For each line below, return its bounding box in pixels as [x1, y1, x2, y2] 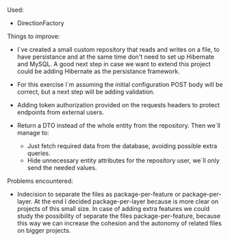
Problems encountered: [7, 177, 73, 185]
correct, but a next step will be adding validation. [16, 88, 155, 96]
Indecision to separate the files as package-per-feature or [16, 190, 181, 198]
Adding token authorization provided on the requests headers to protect [16, 101, 220, 109]
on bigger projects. [16, 227, 71, 234]
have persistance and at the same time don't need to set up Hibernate [16, 53, 214, 61]
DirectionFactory [16, 19, 65, 27]
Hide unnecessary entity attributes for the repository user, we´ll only [27, 156, 220, 165]
